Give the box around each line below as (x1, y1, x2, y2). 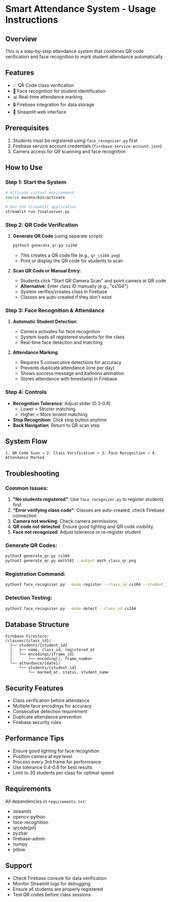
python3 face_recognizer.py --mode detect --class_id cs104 (5, 606, 137, 611)
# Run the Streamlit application (5, 204, 77, 210)
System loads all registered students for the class (20, 334, 125, 340)
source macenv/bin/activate (5, 195, 66, 201)
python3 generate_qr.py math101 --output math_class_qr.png (5, 558, 137, 564)
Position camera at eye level (12, 753, 73, 759)
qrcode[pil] (12, 824, 37, 831)
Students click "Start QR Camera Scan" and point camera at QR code (20, 277, 166, 283)
